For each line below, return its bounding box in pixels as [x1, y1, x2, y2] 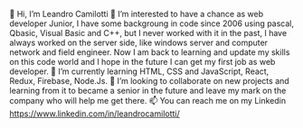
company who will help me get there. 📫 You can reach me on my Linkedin [9, 96, 287, 105]
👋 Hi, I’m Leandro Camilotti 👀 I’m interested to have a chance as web [9, 9, 264, 19]
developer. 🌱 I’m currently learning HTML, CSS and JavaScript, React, [9, 66, 270, 77]
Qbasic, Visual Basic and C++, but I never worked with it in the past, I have [9, 28, 288, 38]
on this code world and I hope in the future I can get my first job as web [9, 57, 276, 67]
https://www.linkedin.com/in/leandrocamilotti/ [9, 108, 181, 119]
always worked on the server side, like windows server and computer [9, 37, 269, 48]
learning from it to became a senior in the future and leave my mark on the [9, 86, 287, 96]
